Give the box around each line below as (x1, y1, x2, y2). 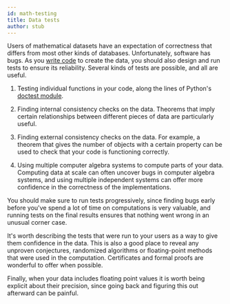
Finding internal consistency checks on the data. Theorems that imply (17, 105, 216, 114)
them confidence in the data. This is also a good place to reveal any (7, 239, 199, 247)
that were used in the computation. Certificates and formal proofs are (7, 254, 205, 262)
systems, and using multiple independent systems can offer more (17, 176, 203, 184)
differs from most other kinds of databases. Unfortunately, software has (7, 49, 211, 57)
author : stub (7, 23, 45, 30)
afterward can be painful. (7, 289, 79, 297)
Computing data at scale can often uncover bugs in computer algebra (17, 168, 215, 176)
